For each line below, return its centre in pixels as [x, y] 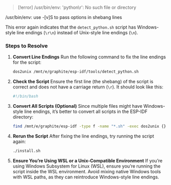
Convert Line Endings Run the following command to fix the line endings [89, 57]
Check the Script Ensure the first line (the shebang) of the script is [83, 82]
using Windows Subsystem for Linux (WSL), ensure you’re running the [87, 166]
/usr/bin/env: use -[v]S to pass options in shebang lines [64, 17]
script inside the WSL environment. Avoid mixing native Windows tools [87, 171]
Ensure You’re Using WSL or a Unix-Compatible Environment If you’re [88, 160]
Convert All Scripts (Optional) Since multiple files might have [78, 106]
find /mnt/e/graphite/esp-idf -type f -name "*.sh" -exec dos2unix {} [89, 126]
